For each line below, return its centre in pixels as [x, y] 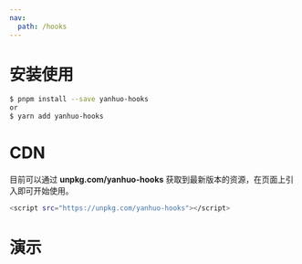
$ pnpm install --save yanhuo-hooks [79, 100]
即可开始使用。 [45, 191]
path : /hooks [42, 26]
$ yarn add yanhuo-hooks [57, 116]
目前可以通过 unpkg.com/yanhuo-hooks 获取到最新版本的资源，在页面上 [148, 180]
